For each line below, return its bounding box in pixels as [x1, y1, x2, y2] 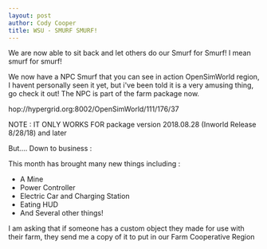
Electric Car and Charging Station [19, 192, 130, 201]
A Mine [19, 174, 44, 184]
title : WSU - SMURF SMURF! [8, 26, 98, 34]
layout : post [8, 11, 52, 20]
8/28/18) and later [8, 128, 68, 138]
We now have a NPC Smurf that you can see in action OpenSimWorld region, [8, 72, 260, 82]
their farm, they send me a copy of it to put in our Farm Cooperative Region [8, 232, 255, 242]
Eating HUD [19, 200, 58, 209]
